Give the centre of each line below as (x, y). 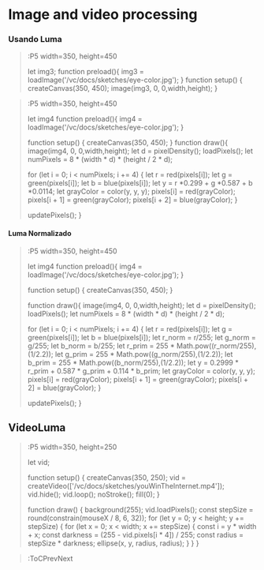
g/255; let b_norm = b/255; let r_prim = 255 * (101, 346)
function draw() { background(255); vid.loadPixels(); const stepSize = (140, 509)
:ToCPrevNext (50, 558)
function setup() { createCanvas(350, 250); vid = (107, 477)
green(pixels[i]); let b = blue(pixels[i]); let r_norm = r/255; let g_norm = (141, 337)
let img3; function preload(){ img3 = (86, 72)
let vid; (38, 462)
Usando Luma (35, 39)
